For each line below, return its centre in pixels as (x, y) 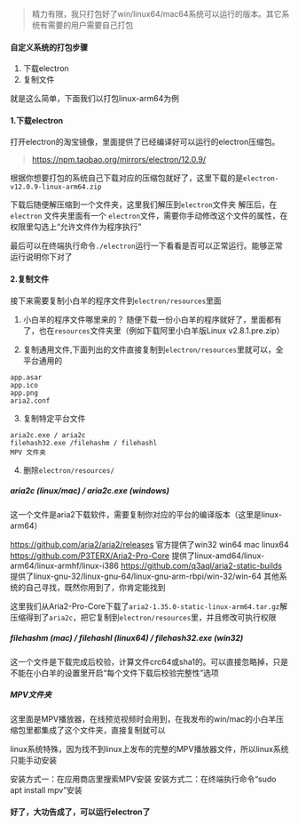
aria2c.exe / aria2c (48, 435)
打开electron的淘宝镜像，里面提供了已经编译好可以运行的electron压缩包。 (145, 142)
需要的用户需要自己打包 (90, 25)
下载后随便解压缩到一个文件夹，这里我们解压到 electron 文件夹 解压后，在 (144, 204)
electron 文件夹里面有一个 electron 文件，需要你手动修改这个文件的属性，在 (149, 216)
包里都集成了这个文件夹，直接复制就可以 (91, 730)
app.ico (24, 385)
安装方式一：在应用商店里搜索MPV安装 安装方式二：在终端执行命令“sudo (143, 779)
